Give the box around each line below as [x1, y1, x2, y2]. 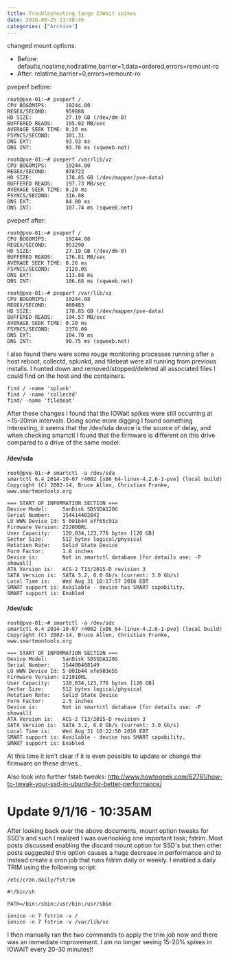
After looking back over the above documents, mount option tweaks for [7, 826, 209, 835]
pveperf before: [7, 83, 51, 91]
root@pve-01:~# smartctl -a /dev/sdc [7, 619, 115, 626]
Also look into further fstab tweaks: [7, 772, 106, 781]
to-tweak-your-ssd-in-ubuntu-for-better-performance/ [7, 779, 163, 788]
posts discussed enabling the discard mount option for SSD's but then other [7, 841, 222, 849]
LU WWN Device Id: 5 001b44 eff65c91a [7, 517, 118, 524]
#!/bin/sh [7, 888, 36, 895]
